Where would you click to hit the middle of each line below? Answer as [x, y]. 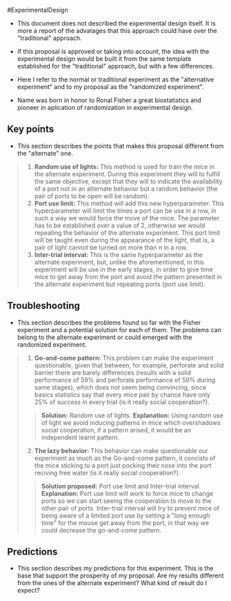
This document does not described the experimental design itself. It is [116, 23]
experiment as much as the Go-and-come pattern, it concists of [125, 458]
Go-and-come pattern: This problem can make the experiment [124, 358]
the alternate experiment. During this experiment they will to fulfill [127, 174]
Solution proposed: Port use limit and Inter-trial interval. [121, 486]
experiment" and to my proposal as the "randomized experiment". [110, 87]
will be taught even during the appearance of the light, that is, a [124, 240]
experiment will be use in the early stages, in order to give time [124, 269]
